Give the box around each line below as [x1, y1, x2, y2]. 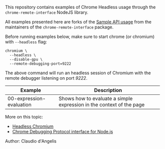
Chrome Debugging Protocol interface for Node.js [12, 129, 113, 134]
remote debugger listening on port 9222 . [5, 75, 87, 81]
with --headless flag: [5, 39, 48, 45]
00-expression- [7, 95, 46, 102]
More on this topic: [5, 114, 43, 119]
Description [94, 87, 122, 93]
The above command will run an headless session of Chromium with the [5, 70, 151, 76]
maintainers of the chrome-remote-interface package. [5, 24, 114, 30]
